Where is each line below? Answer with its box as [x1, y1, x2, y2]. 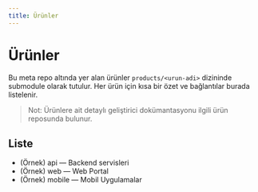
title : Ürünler [8, 11, 59, 20]
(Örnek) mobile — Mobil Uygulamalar [19, 175, 142, 185]
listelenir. [8, 90, 38, 99]
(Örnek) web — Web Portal [19, 166, 109, 176]
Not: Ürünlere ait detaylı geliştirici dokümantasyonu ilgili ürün [27, 105, 228, 114]
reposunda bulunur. [27, 114, 93, 123]
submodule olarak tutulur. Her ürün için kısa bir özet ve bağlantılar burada [8, 81, 250, 90]
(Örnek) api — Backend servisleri [19, 158, 129, 168]
